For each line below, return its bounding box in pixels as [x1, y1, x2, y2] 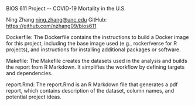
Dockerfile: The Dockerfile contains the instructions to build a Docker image [6, 34, 189, 40]
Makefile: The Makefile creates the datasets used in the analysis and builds [6, 58, 187, 64]
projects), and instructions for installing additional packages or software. [6, 46, 181, 53]
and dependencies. [6, 70, 53, 76]
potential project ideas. [6, 93, 61, 100]
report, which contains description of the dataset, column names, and [6, 87, 175, 94]
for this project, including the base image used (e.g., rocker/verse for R [6, 40, 177, 47]
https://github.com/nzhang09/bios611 [6, 23, 97, 29]
